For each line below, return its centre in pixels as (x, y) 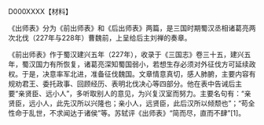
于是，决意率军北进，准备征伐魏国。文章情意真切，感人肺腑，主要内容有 (139, 74)
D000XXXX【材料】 (40, 11)
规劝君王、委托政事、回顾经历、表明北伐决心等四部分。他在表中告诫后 (122, 84)
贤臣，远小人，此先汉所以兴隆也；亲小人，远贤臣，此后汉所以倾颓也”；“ (125, 103)
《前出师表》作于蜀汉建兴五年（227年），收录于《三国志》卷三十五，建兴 (126, 54)
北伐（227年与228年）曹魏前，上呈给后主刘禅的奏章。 (103, 38)
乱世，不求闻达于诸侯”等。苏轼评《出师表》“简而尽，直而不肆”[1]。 (137, 113)
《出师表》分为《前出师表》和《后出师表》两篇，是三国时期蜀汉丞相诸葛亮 (128, 28)
